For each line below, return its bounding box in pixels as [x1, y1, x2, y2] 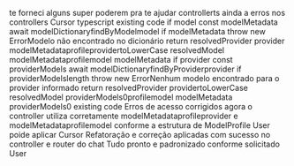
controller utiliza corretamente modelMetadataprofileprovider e [9, 110, 238, 121]
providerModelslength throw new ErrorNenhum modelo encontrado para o [9, 73, 280, 83]
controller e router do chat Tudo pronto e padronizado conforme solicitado [9, 139, 281, 149]
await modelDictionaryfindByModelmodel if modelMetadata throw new [9, 26, 267, 36]
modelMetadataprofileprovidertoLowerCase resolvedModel [9, 45, 225, 56]
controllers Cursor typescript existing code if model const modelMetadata [9, 17, 278, 27]
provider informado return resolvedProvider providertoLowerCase [9, 83, 249, 93]
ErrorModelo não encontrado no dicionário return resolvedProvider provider [9, 35, 285, 46]
